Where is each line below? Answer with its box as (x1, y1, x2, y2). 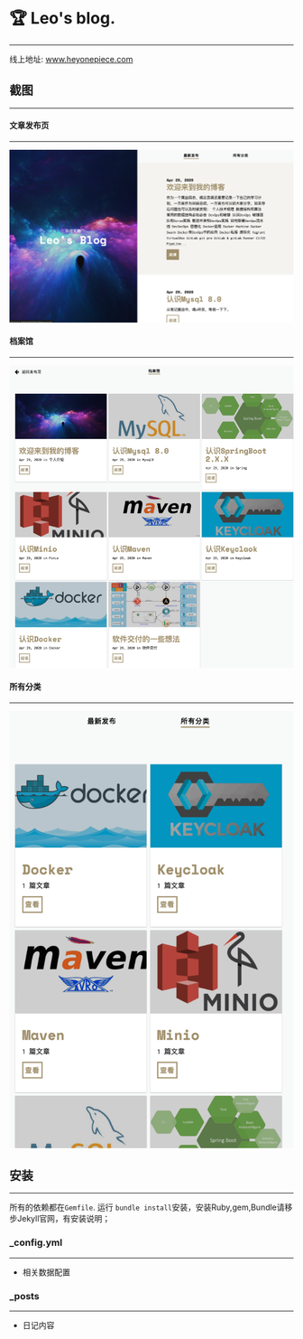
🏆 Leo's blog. (9, 8, 115, 29)
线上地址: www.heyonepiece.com (9, 53, 133, 64)
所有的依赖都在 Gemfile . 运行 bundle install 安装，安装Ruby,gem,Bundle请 (9, 1202, 286, 1213)
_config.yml (9, 1236, 63, 1249)
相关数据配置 (22, 1267, 70, 1278)
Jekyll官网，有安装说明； (16, 1213, 111, 1224)
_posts (9, 1289, 40, 1302)
